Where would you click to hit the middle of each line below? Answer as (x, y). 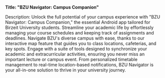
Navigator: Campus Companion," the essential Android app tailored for (78, 22)
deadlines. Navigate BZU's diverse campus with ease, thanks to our (75, 38)
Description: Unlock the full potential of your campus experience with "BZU (83, 17)
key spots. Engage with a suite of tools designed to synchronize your (76, 49)
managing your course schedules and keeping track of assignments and (79, 33)
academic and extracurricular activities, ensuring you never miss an (75, 54)
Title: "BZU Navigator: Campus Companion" (52, 7)
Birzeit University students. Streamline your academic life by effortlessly (79, 27)
